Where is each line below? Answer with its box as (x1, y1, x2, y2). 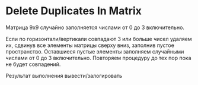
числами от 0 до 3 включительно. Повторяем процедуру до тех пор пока (5, 54, 191, 61)
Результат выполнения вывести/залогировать (5, 72, 123, 79)
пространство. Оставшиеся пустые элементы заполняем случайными (5, 48, 184, 55)
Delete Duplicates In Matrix (5, 4, 142, 18)
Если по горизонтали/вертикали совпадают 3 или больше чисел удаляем (5, 35, 192, 42)
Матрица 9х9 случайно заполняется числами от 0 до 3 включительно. (5, 24, 185, 31)
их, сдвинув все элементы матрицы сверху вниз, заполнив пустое (5, 42, 174, 49)
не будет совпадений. (5, 61, 61, 68)
